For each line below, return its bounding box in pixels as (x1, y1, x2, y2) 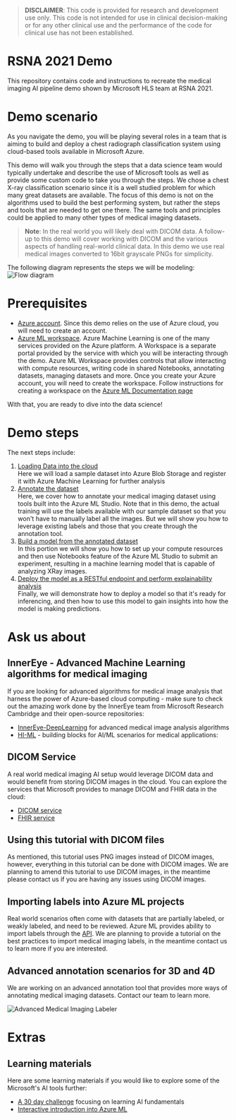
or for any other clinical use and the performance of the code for (24, 21, 213, 29)
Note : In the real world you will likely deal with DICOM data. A (24, 227, 203, 235)
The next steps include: (7, 448, 75, 456)
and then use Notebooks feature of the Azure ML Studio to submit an (17, 552, 218, 560)
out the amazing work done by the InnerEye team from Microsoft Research (7, 702, 224, 710)
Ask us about (7, 628, 86, 645)
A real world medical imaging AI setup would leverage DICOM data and (7, 770, 213, 778)
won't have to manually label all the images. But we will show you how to (17, 514, 229, 523)
